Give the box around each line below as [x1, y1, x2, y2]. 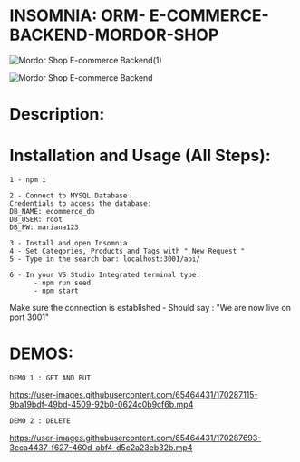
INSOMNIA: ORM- [9, 5, 147, 26]
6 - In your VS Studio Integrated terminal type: [9, 271, 201, 280]
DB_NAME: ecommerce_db [9, 207, 95, 217]
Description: [9, 104, 105, 125]
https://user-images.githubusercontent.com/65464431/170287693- [9, 432, 262, 443]
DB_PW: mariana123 [9, 223, 79, 232]
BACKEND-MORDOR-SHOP [9, 24, 219, 45]
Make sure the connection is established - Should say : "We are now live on [9, 303, 292, 313]
